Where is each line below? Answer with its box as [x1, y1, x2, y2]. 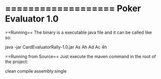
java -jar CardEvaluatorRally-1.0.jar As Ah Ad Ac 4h [5, 44, 107, 50]
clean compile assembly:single [5, 68, 67, 74]
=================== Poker [5, 3, 141, 14]
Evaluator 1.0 [5, 13, 59, 24]
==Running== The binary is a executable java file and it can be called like [5, 29, 152, 35]
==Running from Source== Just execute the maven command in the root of [5, 53, 156, 59]
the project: [5, 59, 28, 64]
